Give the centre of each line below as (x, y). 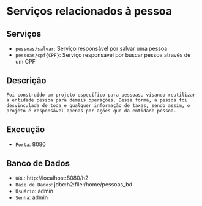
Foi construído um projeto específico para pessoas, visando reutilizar (101, 95)
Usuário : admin (34, 191)
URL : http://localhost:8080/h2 (52, 178)
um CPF (25, 61)
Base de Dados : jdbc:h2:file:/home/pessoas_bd (74, 185)
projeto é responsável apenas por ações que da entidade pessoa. (91, 111)
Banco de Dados (38, 164)
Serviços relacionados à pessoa (89, 11)
